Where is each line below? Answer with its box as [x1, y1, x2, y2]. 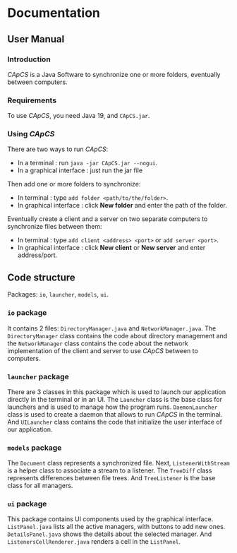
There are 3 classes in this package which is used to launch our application [7, 387, 226, 396]
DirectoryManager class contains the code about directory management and [7, 331, 228, 340]
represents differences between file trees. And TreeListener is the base [7, 474, 216, 482]
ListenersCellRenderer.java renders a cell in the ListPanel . [7, 537, 181, 546]
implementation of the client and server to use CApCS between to [7, 346, 199, 355]
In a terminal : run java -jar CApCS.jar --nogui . [17, 159, 157, 167]
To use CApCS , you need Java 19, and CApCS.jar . [7, 112, 150, 120]
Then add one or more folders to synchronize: [7, 180, 141, 189]
